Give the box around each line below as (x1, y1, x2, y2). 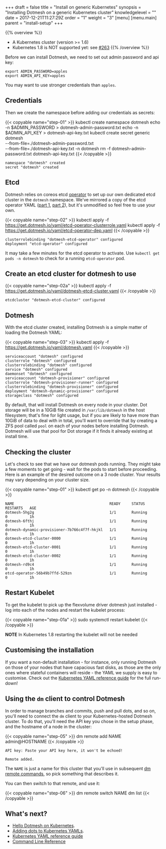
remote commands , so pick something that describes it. (5, 771, 119, 777)
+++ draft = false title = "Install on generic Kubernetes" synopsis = (5, 4, 141, 10)
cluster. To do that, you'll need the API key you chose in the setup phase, (5, 718, 154, 724)
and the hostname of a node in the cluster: (5, 723, 92, 729)
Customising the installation (5, 646, 94, 654)
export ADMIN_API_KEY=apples (5, 73, 65, 78)
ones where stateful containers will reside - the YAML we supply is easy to (5, 669, 158, 675)
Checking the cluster (5, 448, 71, 456)
